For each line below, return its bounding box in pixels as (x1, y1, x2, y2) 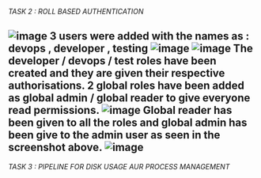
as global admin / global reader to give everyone (8, 91, 251, 105)
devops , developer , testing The (8, 42, 253, 55)
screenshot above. (8, 141, 103, 154)
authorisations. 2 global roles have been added (8, 79, 245, 93)
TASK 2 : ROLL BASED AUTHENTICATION (8, 7, 144, 16)
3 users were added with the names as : (49, 29, 250, 43)
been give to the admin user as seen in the (8, 128, 221, 142)
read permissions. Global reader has (8, 104, 233, 117)
